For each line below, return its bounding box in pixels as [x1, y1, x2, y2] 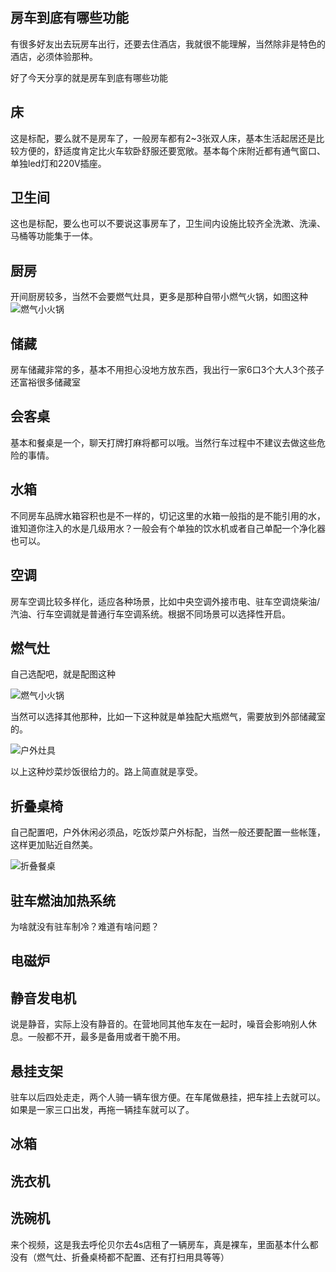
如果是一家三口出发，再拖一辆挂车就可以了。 [10, 1103, 195, 1115]
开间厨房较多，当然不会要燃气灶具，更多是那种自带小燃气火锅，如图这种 [10, 291, 308, 303]
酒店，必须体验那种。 [10, 50, 98, 62]
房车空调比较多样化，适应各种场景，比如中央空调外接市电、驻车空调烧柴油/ [10, 595, 321, 607]
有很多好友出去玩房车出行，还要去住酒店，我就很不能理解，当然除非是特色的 [10, 38, 326, 50]
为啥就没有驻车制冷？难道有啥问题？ [10, 920, 160, 932]
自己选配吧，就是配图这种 [10, 668, 116, 680]
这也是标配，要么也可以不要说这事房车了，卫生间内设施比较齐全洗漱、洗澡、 [10, 218, 326, 230]
